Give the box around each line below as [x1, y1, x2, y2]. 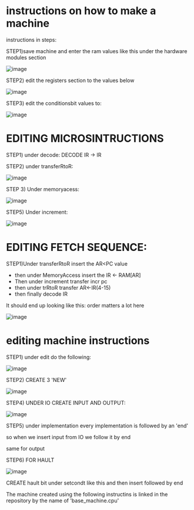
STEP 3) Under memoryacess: [6, 185, 79, 192]
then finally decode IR [14, 290, 68, 297]
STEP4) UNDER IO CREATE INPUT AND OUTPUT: [6, 399, 126, 406]
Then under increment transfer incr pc [14, 277, 108, 285]
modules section [6, 54, 46, 61]
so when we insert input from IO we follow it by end [6, 433, 131, 440]
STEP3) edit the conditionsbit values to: [6, 99, 102, 107]
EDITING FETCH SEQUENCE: [6, 241, 148, 254]
